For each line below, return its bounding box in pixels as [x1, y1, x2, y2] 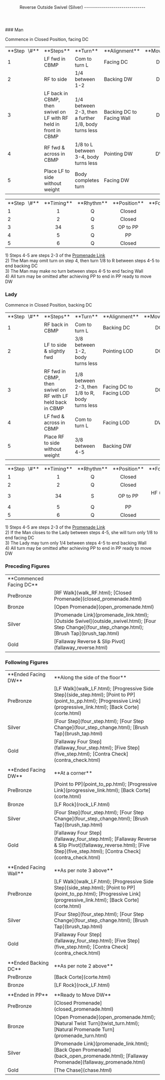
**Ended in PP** [7, 991, 48, 998]
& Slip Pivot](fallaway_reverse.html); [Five [54, 841, 150, 848]
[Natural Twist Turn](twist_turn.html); [54, 1020, 139, 1027]
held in [44, 121, 60, 127]
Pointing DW [104, 150, 133, 157]
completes [75, 177, 99, 183]
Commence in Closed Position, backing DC [5, 302, 92, 308]
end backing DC [5, 263, 38, 269]
